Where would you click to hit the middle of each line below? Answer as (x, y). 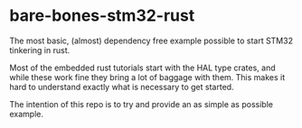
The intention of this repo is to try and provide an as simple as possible (142, 104)
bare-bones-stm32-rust (102, 16)
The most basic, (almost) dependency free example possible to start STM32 (151, 41)
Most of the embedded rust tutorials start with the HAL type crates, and (142, 68)
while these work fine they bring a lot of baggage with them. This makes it (147, 77)
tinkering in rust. (40, 50)
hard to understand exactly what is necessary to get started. (122, 87)
